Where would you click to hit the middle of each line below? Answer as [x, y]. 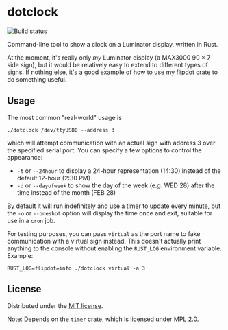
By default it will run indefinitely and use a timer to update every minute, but [114, 206]
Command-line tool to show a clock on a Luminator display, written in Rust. [113, 44]
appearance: [25, 157]
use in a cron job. [31, 220]
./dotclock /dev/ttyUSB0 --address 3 [61, 130]
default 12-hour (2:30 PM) [54, 178]
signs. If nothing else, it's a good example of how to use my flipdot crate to [112, 72]
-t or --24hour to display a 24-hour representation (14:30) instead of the [119, 170]
